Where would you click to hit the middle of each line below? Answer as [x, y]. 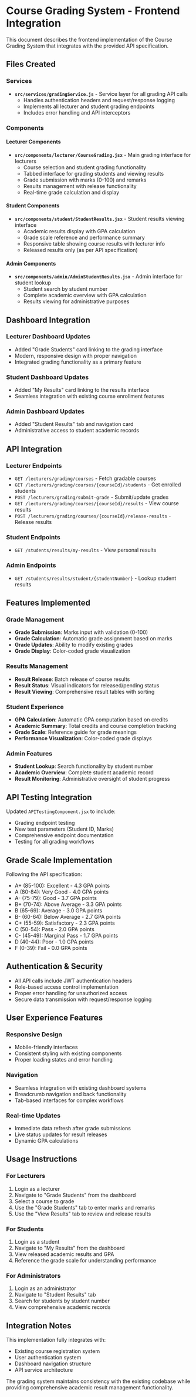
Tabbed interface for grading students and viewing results [94, 173]
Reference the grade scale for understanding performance [85, 1260]
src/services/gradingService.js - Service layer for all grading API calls [101, 94]
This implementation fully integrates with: [56, 1340]
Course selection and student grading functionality [85, 167]
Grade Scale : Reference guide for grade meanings [75, 732]
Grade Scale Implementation [59, 860]
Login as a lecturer [37, 1188]
